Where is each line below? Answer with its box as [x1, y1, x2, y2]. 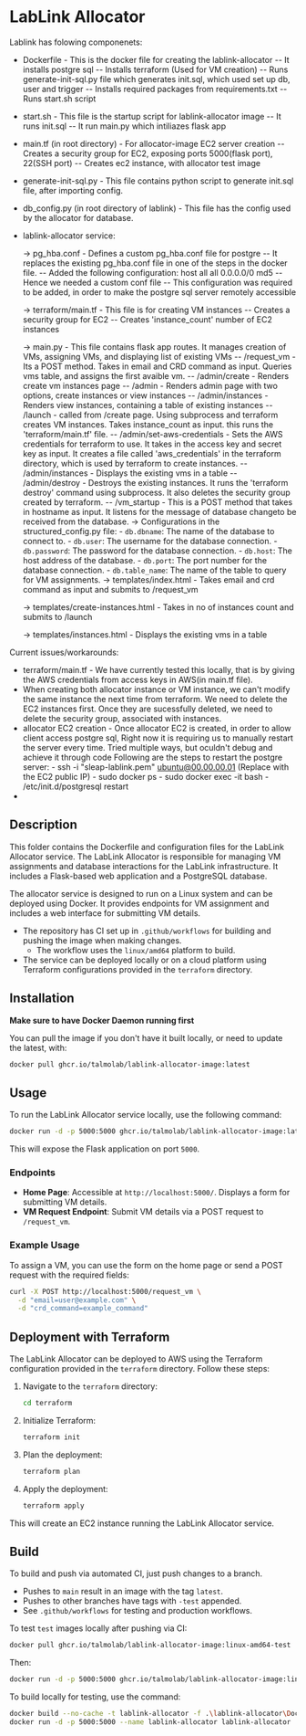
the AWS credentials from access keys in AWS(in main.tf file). [22, 674, 253, 685]
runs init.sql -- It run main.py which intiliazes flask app [22, 121, 226, 132]
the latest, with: [9, 1042, 67, 1053]
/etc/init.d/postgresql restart [22, 781, 129, 792]
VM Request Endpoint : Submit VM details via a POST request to [22, 1206, 264, 1217]
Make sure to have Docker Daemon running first [9, 1015, 195, 1026]
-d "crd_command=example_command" [17, 1304, 148, 1313]
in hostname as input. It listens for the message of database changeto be [22, 506, 297, 517]
